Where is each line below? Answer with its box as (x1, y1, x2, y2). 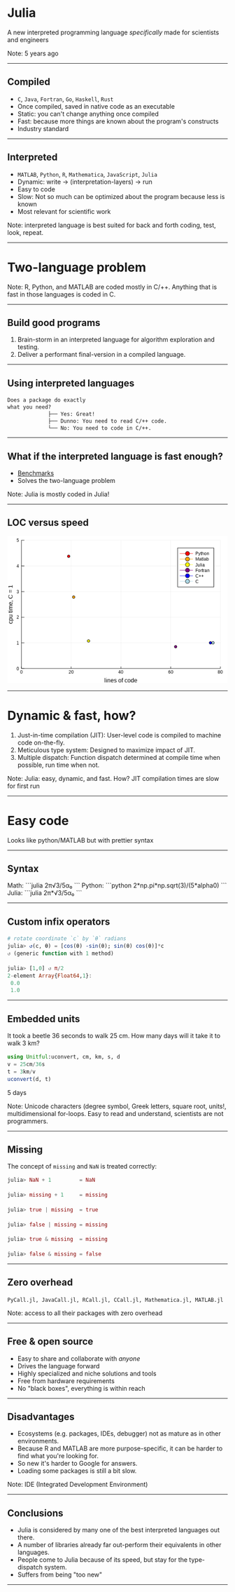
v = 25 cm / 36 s (7, 1061, 45, 1068)
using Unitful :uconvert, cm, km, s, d (7, 1054, 120, 1061)
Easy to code (17, 184, 56, 193)
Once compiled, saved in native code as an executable (17, 102, 175, 110)
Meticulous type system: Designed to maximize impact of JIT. (17, 745, 196, 754)
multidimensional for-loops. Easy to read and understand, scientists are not (7, 1109, 224, 1117)
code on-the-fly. (17, 738, 65, 747)
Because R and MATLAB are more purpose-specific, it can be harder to (17, 1444, 223, 1452)
